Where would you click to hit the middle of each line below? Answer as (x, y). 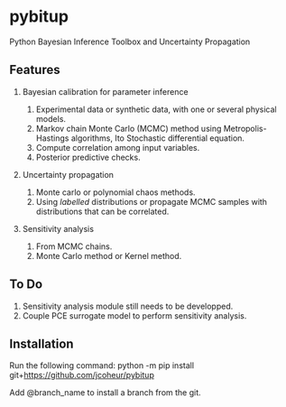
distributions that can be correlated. (102, 211)
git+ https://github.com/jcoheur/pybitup (82, 375)
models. (51, 118)
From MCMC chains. (74, 246)
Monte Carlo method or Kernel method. (109, 255)
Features (35, 70)
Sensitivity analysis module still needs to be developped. (128, 306)
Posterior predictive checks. (88, 157)
